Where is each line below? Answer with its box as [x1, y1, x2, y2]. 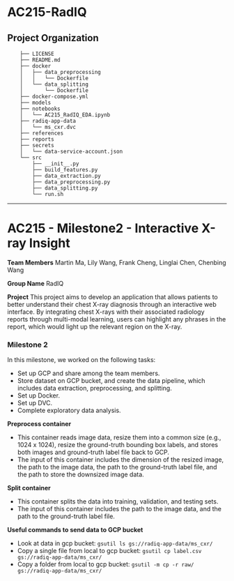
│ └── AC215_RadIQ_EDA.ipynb [19, 112, 111, 119]
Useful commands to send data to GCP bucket [7, 526, 143, 534]
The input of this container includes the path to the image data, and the [17, 505, 221, 513]
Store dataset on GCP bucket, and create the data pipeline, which [17, 377, 205, 385]
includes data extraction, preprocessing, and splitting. [17, 384, 172, 393]
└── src [19, 154, 42, 161]
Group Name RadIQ [7, 279, 64, 287]
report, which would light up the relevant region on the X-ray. [7, 322, 182, 331]
